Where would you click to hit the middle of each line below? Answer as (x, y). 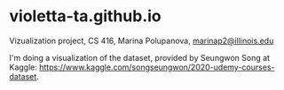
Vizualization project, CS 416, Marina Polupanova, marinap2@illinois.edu (142, 41)
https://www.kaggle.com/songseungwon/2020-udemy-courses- (157, 67)
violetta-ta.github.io (85, 16)
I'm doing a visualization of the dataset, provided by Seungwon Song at (140, 57)
